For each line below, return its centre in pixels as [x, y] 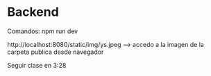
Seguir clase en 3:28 [37, 65]
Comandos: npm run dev [43, 31]
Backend [33, 12]
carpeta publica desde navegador [56, 52]
